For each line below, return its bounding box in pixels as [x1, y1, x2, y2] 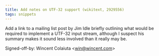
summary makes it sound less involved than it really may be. [5, 35, 127, 42]
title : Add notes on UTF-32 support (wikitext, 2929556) [5, 7, 125, 12]
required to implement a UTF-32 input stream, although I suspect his [5, 30, 144, 36]
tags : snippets [5, 12, 36, 17]
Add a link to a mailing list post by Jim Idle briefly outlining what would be [5, 25, 154, 31]
